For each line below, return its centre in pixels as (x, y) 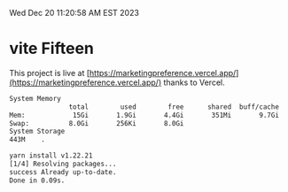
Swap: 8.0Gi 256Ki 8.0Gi (97, 123)
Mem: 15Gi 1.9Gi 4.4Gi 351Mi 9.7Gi (144, 115)
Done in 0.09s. (37, 180)
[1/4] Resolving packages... (63, 164)
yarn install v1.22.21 (51, 156)
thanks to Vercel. (194, 82)
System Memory (35, 98)
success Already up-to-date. (63, 172)
